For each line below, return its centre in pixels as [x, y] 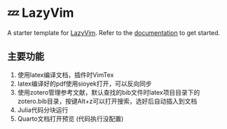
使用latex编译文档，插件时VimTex [66, 74]
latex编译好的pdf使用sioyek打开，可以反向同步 [84, 83]
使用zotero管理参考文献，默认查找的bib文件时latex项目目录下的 [109, 92]
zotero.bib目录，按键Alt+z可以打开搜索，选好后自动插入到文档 [107, 101]
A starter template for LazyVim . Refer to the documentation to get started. [114, 32]
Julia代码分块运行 [43, 109]
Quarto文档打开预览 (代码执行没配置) [70, 118]
